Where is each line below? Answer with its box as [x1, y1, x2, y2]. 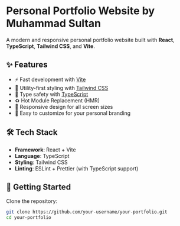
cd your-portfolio [6, 215, 51, 221]
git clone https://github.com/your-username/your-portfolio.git [6, 209, 168, 215]
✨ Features [6, 60, 48, 70]
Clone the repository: [6, 198, 58, 205]
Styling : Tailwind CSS [14, 159, 68, 166]
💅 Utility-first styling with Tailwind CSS [14, 84, 109, 91]
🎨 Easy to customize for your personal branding [14, 109, 131, 117]
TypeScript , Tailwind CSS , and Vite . [6, 43, 96, 50]
